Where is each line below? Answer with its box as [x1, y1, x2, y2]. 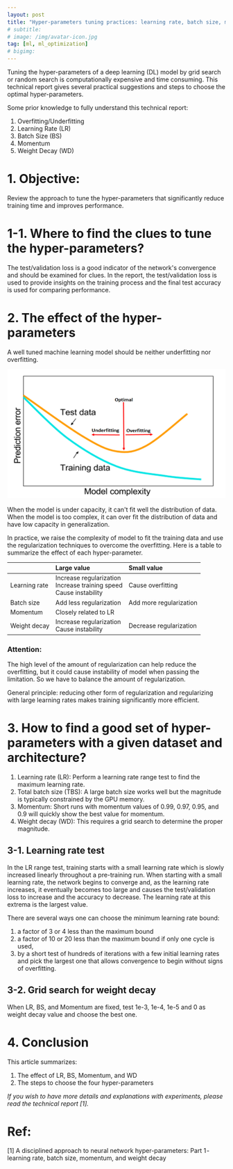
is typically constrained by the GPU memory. [17, 795, 145, 803]
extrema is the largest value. [7, 900, 88, 908]
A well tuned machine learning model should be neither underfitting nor [7, 348, 212, 356]
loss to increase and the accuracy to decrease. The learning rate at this [7, 893, 211, 901]
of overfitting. [17, 964, 57, 972]
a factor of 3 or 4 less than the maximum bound [17, 927, 154, 935]
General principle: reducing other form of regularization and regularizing [7, 689, 214, 697]
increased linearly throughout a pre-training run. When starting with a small [7, 870, 223, 879]
